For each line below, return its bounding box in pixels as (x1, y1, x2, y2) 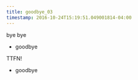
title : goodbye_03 (6, 8, 53, 15)
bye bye (6, 31, 27, 38)
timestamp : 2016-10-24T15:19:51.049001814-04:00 (6, 15, 132, 21)
